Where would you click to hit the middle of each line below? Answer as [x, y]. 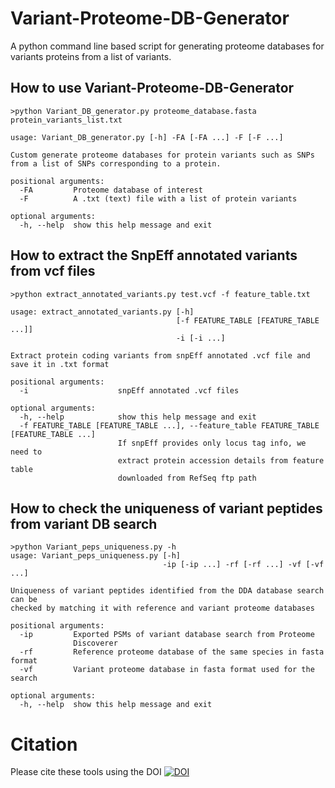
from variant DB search [84, 523]
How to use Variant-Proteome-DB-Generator [152, 88]
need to [26, 452]
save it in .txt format [60, 364]
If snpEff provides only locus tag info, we [212, 443]
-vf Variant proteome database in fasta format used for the [167, 670]
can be [24, 600]
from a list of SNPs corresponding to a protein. [116, 163]
